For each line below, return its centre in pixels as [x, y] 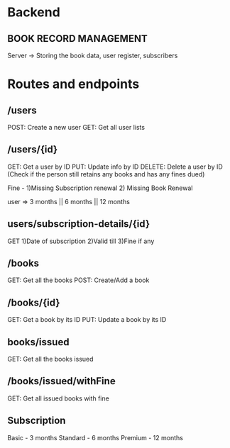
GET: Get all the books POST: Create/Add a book [78, 280]
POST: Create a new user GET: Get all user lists [76, 127]
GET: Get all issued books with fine [59, 398]
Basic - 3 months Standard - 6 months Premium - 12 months [95, 437]
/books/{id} [34, 302]
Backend [34, 12]
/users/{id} [33, 150]
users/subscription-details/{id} [79, 224]
